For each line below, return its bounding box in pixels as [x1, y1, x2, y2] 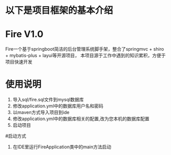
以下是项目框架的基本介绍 [5, 5, 114, 16]
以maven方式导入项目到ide [12, 109, 70, 116]
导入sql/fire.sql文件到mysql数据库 [12, 97, 84, 103]
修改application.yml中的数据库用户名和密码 [12, 103, 103, 109]
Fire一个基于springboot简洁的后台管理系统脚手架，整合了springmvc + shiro [5, 46, 164, 52]
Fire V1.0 [5, 29, 44, 40]
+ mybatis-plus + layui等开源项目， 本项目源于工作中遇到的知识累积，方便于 [5, 52, 166, 59]
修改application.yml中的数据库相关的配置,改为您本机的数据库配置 [12, 116, 149, 122]
